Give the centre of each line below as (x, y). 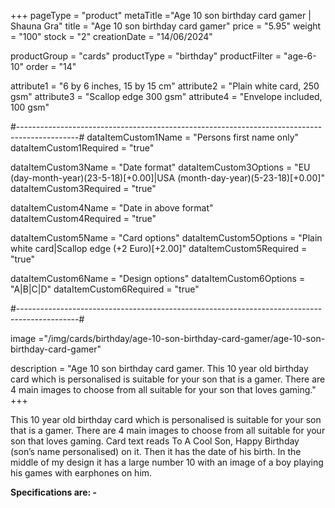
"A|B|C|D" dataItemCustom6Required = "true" (105, 289)
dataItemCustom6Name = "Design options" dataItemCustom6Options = (158, 278)
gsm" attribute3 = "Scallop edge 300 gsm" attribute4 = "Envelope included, (166, 96)
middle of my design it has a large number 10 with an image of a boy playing (167, 462)
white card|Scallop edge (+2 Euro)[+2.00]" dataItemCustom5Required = (159, 248)
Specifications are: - (54, 492)
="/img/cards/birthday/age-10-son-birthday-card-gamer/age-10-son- (182, 338)
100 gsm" (30, 107)
